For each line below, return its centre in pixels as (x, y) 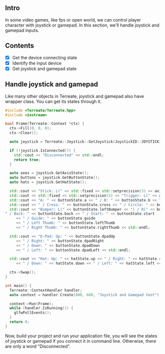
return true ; (27, 160)
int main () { (18, 286)
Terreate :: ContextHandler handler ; (46, 290)
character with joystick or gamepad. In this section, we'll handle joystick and (82, 25)
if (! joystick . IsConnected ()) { (43, 151)
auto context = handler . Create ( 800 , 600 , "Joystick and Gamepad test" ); (85, 295)
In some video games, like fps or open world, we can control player (73, 20)
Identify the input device (37, 63)
